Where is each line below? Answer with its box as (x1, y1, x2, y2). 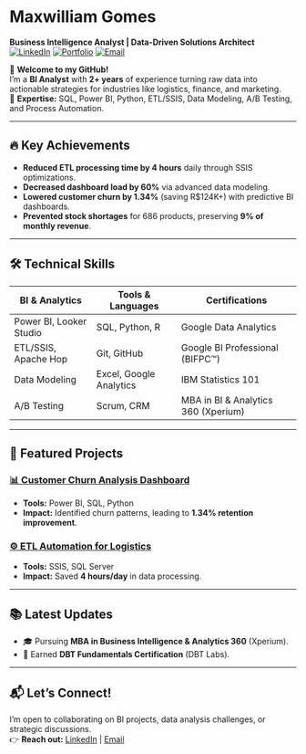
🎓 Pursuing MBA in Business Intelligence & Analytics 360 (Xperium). (22, 636, 289, 647)
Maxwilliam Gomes (9, 6, 157, 27)
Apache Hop (14, 352, 68, 365)
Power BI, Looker (14, 315, 87, 328)
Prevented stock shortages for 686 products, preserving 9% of (22, 210, 264, 221)
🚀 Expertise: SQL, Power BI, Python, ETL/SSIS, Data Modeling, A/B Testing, (9, 93, 293, 104)
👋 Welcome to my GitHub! (9, 64, 109, 75)
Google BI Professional (180, 340, 280, 353)
